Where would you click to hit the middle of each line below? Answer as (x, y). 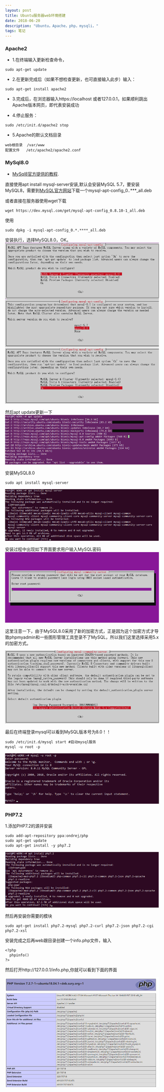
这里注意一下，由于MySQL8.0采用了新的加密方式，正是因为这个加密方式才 (80, 631)
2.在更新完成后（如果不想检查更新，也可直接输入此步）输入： (74, 79)
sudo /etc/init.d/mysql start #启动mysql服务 (51, 742)
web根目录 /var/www (25, 145)
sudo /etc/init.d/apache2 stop (37, 125)
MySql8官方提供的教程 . (36, 174)
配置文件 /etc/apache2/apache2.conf (43, 150)
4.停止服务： (25, 115)
